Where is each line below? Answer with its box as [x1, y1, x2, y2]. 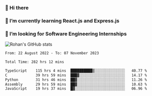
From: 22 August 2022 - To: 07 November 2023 [5, 51, 99, 56]
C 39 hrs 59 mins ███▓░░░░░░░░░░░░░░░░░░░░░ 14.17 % [5, 73, 147, 78]
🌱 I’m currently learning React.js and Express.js [5, 17, 119, 24]
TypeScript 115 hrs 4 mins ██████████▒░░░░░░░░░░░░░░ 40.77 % [5, 68, 147, 73]
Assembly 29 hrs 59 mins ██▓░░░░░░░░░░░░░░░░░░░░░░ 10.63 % [5, 82, 147, 87]
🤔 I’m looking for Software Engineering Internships [5, 30, 127, 37]
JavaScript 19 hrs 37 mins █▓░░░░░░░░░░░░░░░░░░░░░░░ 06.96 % [5, 86, 147, 91]
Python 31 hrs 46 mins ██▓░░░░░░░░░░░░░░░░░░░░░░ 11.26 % [5, 77, 147, 82]
